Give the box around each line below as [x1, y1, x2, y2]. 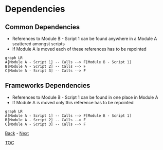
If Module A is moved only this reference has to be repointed [12, 99, 134, 105]
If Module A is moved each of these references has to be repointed [12, 46, 147, 52]
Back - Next [5, 130, 29, 136]
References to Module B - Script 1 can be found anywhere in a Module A [12, 36, 157, 41]
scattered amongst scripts [12, 41, 65, 47]
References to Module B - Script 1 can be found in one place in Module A [12, 94, 158, 100]
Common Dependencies [5, 23, 80, 31]
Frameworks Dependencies [5, 81, 91, 90]
